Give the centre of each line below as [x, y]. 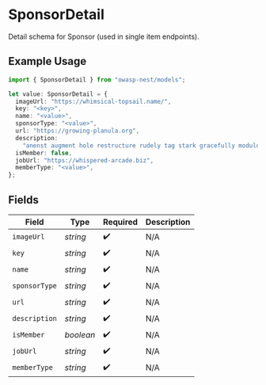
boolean [80, 335]
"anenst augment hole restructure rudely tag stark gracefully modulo [141, 145]
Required [120, 222]
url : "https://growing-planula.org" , [78, 131]
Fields [24, 200]
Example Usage [47, 61]
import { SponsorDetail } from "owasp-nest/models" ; [97, 80]
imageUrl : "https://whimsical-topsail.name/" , [93, 101]
